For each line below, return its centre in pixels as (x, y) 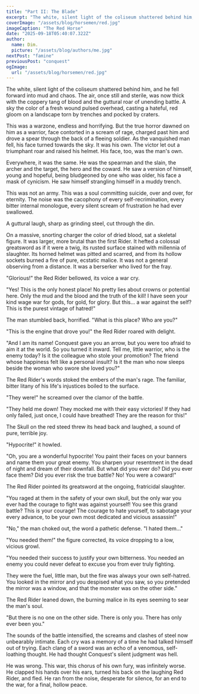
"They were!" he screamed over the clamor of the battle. (75, 398)
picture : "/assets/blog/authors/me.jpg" (62, 50)
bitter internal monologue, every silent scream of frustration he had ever (94, 206)
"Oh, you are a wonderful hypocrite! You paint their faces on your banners (97, 456)
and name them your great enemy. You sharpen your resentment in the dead (99, 462)
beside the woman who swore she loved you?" (63, 368)
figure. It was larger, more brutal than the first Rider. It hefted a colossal (93, 242)
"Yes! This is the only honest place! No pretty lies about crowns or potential (98, 290)
